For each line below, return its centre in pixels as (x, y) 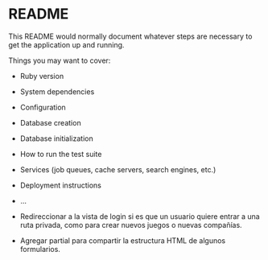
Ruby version (42, 76)
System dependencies (57, 91)
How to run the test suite (61, 154)
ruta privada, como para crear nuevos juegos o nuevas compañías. (131, 225)
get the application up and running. (66, 44)
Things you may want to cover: (60, 60)
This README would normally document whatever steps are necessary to (130, 36)
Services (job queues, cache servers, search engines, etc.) (118, 169)
